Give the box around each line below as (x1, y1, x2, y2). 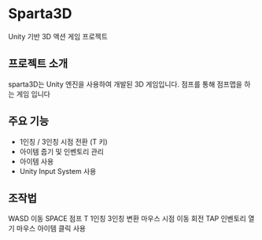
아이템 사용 (19, 157, 54, 166)
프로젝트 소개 (8, 57, 68, 71)
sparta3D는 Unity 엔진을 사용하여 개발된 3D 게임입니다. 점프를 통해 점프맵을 (8, 79, 242, 89)
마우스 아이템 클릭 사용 (16, 223, 87, 233)
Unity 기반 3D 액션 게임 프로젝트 (8, 31, 109, 41)
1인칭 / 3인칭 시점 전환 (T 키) (19, 137, 108, 146)
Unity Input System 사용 (19, 166, 97, 175)
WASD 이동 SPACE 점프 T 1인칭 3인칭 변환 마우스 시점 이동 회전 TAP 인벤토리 (8, 214, 246, 223)
